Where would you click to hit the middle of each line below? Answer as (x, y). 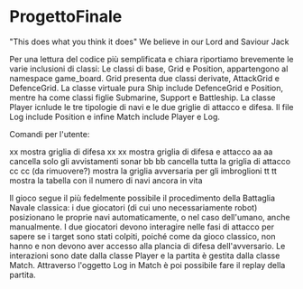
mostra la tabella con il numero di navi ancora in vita (106, 180)
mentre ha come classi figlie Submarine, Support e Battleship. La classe (142, 98)
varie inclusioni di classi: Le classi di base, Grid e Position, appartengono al (149, 69)
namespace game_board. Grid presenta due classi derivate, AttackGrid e (144, 78)
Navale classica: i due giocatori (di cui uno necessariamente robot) (133, 207)
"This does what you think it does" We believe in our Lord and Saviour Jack (149, 42)
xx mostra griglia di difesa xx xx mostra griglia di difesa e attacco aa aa (141, 152)
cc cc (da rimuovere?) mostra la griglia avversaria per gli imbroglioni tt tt (143, 171)
